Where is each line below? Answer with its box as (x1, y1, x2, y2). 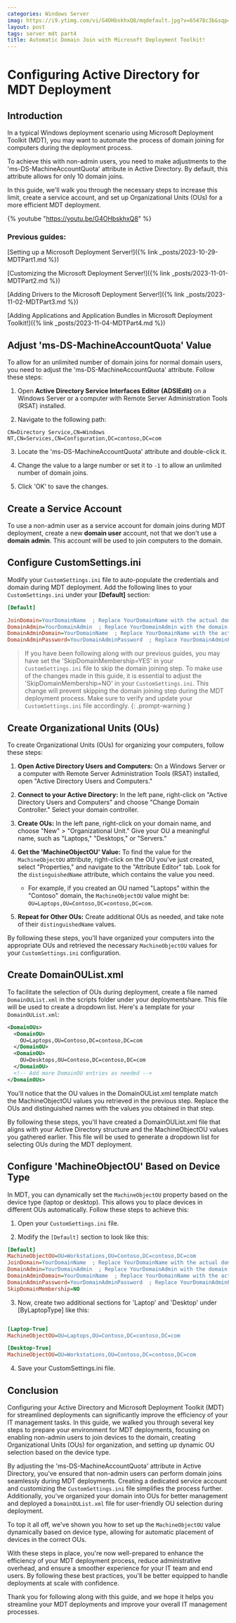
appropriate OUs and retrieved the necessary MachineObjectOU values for (7, 942, 218, 950)
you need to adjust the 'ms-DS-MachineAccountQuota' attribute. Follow (7, 366, 215, 374)
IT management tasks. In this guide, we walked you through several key (7, 1418, 214, 1426)
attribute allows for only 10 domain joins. (7, 172, 124, 180)
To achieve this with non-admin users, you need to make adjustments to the (7, 157, 227, 166)
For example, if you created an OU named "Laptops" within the (27, 884, 210, 892)
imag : (7, 17, 23, 24)
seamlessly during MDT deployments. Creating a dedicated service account (7, 1476, 227, 1485)
